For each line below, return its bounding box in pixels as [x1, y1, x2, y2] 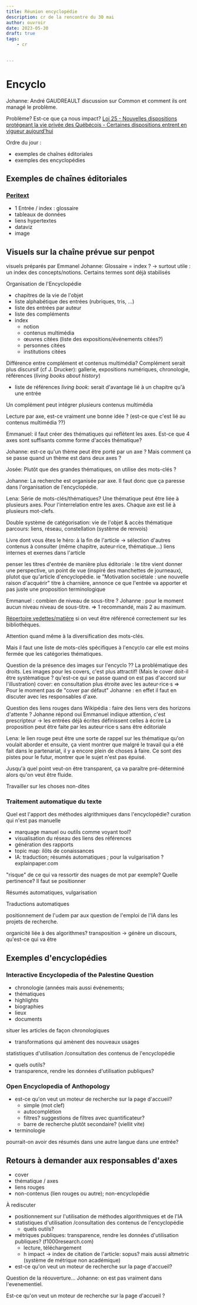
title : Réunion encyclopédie [6, 8, 78, 15]
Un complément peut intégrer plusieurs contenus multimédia [6, 401, 153, 408]
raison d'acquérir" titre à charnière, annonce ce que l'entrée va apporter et [6, 580, 187, 587]
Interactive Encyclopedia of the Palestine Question [6, 970, 154, 979]
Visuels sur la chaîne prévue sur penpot [6, 247, 155, 257]
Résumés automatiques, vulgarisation [6, 889, 97, 896]
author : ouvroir [6, 19, 46, 25]
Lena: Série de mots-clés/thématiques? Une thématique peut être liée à [6, 495, 179, 502]
